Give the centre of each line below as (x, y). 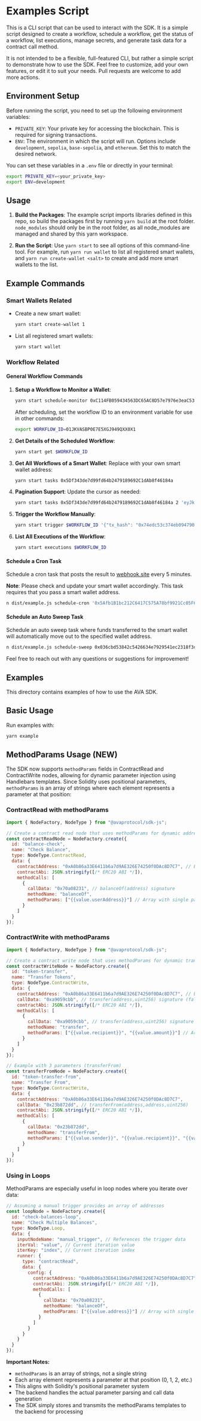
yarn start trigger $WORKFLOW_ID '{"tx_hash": (74, 525)
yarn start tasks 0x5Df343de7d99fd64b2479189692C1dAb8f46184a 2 (97, 503)
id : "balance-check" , (39, 844)
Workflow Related (33, 362)
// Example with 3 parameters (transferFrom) (64, 1066)
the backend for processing (49, 1411)
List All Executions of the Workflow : (60, 537)
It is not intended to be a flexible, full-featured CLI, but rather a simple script (100, 58)
